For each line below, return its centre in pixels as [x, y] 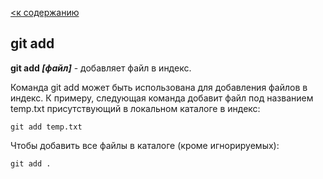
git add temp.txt [46, 127]
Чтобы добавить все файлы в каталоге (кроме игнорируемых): [145, 145]
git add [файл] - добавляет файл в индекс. [101, 68]
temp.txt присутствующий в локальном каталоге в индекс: [135, 108]
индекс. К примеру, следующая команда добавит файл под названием [162, 98]
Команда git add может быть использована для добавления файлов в [159, 87]
